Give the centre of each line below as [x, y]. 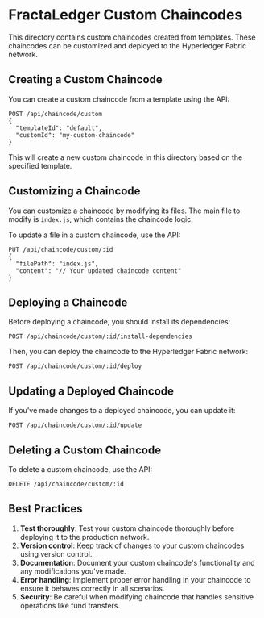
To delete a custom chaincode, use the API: [80, 469]
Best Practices [45, 509]
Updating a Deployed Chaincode [91, 391]
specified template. [40, 165]
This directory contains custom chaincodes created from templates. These [132, 37]
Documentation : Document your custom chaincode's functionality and [137, 562]
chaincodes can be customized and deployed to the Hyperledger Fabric [128, 45]
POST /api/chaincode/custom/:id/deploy [75, 366]
